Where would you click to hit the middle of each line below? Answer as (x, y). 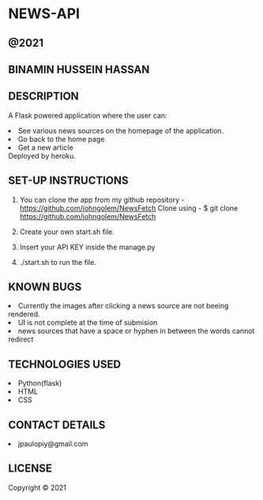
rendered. (24, 314)
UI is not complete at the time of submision (88, 323)
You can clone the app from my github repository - (102, 200)
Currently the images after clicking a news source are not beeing (124, 306)
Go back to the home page (62, 139)
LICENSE (30, 469)
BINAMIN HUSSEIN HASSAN (79, 69)
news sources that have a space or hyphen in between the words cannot (137, 331)
